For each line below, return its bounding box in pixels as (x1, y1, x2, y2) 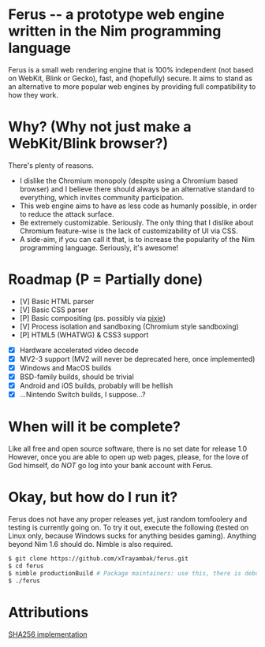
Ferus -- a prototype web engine (8, 6, 225, 24)
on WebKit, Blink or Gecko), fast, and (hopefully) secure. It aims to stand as (8, 73, 252, 83)
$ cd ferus (8, 562, 44, 570)
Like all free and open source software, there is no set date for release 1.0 (8, 444, 248, 454)
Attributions (8, 603, 89, 621)
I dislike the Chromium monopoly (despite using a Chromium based (19, 176, 238, 185)
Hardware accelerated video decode (19, 345, 140, 355)
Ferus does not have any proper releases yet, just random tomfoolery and (8, 515, 247, 524)
